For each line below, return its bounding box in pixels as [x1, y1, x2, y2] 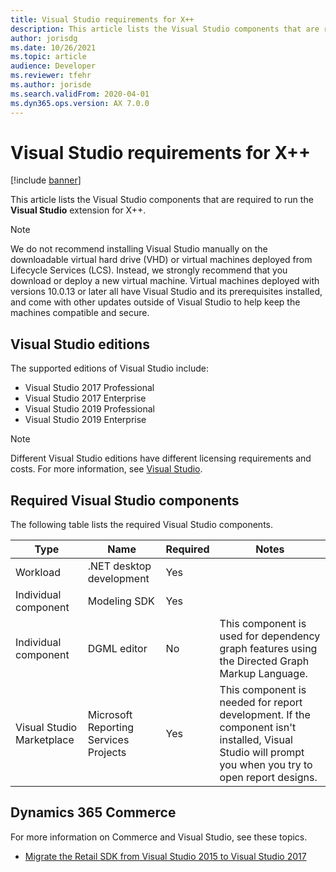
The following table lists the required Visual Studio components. [10, 519, 274, 531]
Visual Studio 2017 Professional [24, 382, 155, 394]
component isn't [219, 721, 297, 735]
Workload [15, 566, 62, 580]
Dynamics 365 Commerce [10, 804, 177, 821]
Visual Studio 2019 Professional [24, 403, 155, 415]
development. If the [219, 708, 311, 722]
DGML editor [87, 642, 148, 656]
